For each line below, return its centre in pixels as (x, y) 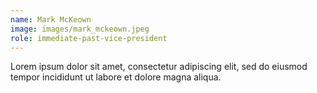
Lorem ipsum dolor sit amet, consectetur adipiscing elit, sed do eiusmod (159, 67)
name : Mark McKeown (51, 19)
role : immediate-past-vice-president (89, 38)
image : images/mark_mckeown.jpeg (80, 29)
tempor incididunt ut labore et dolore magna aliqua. (116, 77)
